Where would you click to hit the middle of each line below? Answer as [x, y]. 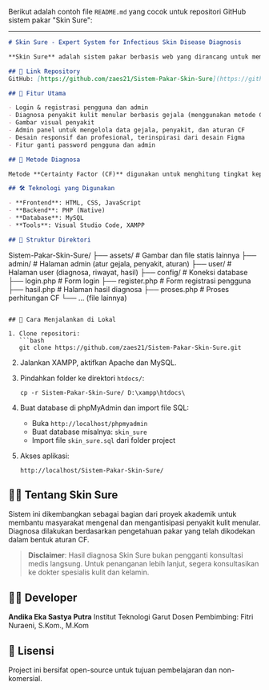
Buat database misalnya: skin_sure [89, 432]
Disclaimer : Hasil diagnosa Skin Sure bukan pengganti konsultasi [135, 555]
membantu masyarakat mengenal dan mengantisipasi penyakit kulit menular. [134, 523]
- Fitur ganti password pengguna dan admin [82, 145]
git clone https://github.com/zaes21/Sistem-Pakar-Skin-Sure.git [130, 347]
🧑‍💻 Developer [43, 597]
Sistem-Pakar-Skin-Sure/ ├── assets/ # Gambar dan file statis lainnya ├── [132, 255]
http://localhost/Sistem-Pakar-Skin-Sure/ [92, 470]
